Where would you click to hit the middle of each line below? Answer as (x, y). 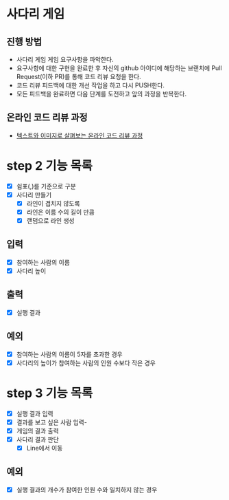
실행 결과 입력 (35, 413)
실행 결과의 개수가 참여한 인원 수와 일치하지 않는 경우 (87, 490)
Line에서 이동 (45, 448)
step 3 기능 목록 (50, 393)
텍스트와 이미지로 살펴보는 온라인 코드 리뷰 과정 (80, 135)
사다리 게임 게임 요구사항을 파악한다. (65, 59)
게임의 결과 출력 (37, 431)
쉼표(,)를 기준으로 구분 (46, 186)
